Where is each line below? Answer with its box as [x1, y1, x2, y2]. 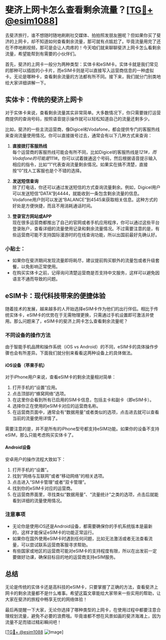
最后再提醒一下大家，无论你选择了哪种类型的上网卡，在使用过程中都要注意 [5, 606, 157, 612]
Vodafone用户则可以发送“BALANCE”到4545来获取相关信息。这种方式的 [12, 196, 158, 202]
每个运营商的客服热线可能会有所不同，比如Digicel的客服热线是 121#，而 [12, 149, 157, 155]
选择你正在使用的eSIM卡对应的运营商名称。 [12, 403, 101, 409]
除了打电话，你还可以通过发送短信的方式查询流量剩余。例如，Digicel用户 [12, 184, 161, 190]
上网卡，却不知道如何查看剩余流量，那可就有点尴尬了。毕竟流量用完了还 [13, 38, 161, 44]
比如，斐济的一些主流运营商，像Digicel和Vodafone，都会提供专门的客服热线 [5, 126, 160, 132]
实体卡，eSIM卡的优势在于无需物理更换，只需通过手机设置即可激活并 [9, 312, 150, 318]
